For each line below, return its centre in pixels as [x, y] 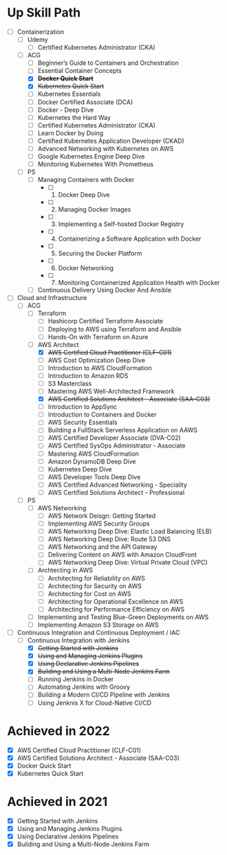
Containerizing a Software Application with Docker [130, 239]
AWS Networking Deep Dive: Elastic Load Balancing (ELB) [130, 532]
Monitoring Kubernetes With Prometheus [95, 164]
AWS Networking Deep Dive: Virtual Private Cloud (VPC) [128, 563]
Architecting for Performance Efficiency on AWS [116, 609]
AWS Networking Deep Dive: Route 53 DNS [109, 539]
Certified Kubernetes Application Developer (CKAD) [111, 141]
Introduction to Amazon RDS [88, 375]
